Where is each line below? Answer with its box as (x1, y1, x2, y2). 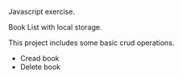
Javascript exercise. (8, 7, 75, 16)
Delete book (19, 62, 61, 72)
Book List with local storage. (8, 23, 102, 31)
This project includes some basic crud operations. (8, 38, 175, 47)
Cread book (19, 54, 60, 63)
